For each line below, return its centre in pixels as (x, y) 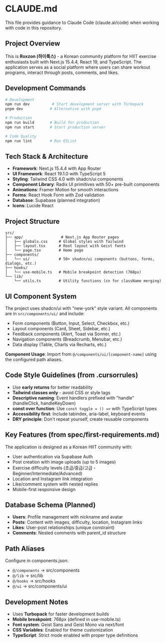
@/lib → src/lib (28, 576)
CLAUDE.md (31, 9)
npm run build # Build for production (52, 123)
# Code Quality (21, 136)
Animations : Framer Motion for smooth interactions (65, 190)
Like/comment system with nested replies (55, 484)
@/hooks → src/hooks (34, 581)
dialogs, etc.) (21, 264)
